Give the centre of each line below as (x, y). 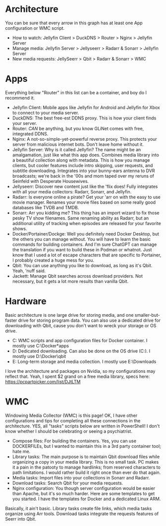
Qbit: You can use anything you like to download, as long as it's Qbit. (82, 265)
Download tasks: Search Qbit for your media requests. (68, 483)
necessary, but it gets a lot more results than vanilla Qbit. (70, 281)
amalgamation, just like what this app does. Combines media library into (86, 155)
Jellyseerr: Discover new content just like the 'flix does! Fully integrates (85, 186)
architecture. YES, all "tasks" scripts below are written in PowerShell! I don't (83, 426)
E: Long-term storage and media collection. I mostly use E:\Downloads (84, 361)
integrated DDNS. (30, 134)
